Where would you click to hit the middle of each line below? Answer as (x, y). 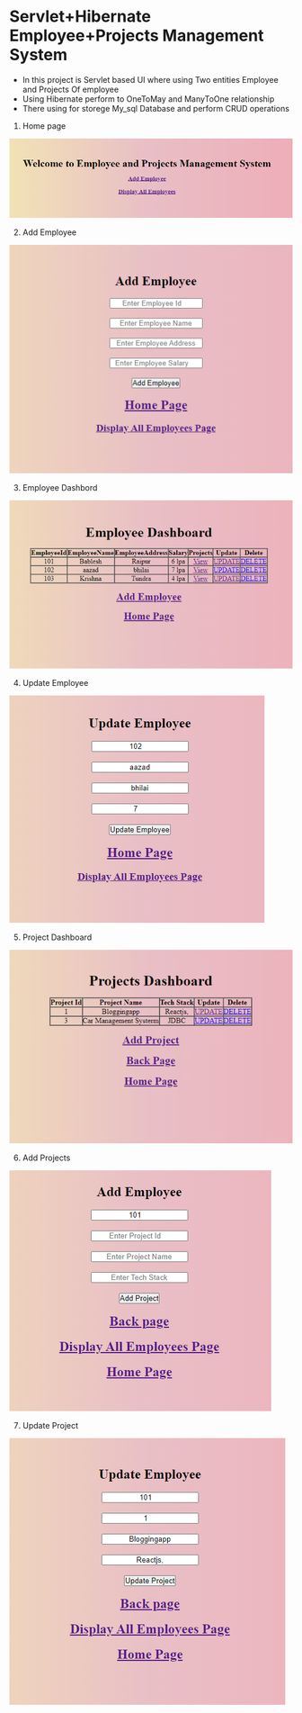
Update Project (50, 1425)
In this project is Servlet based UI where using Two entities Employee (150, 79)
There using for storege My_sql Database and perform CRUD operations (156, 108)
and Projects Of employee (71, 89)
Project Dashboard (57, 937)
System (39, 55)
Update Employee (55, 683)
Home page (44, 126)
